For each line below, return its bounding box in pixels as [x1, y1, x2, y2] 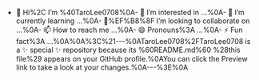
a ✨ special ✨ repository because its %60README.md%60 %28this [15, 45, 241, 54]
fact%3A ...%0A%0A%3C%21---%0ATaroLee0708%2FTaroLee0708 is [15, 37, 251, 46]
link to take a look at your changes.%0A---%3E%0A [15, 62, 189, 72]
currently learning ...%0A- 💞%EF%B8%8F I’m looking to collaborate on [15, 16, 250, 26]
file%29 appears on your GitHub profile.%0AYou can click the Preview [15, 54, 248, 63]
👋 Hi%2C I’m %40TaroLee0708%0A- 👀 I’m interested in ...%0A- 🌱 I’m [15, 8, 245, 17]
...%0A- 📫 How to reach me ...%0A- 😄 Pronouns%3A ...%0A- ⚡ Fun [15, 25, 243, 34]
